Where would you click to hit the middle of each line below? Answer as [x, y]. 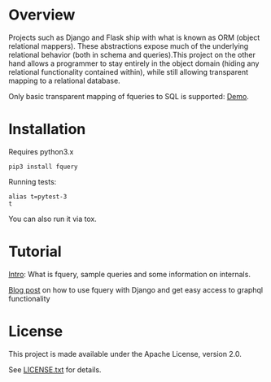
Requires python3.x [41, 151]
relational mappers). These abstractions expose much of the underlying [129, 46]
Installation [47, 130]
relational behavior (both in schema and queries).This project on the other [132, 54]
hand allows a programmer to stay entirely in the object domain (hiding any [134, 63]
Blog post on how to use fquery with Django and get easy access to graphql [135, 289]
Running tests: [33, 181]
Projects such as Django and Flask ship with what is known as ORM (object [134, 37]
